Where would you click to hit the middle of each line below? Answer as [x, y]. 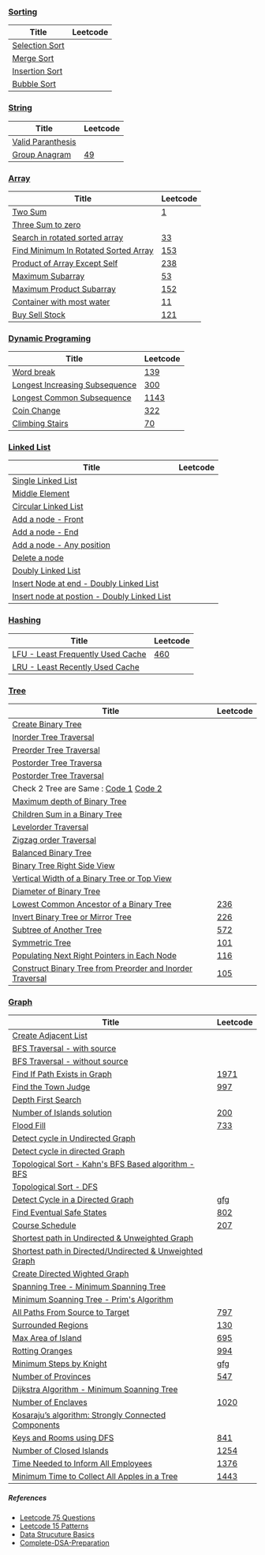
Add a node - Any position [61, 545]
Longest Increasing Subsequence [75, 385]
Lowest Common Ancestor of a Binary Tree [92, 904]
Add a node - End [45, 532]
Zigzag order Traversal [54, 840]
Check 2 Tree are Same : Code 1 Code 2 [87, 789]
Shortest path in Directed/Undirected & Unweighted [108, 1251]
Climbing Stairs [40, 424]
